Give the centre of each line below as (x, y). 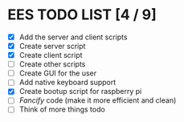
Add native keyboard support (67, 83)
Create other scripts (52, 64)
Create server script (52, 46)
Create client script (51, 55)
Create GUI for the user (58, 73)
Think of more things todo (62, 109)
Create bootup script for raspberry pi (80, 91)
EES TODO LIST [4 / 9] (82, 15)
